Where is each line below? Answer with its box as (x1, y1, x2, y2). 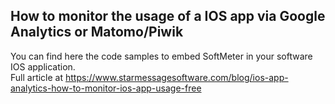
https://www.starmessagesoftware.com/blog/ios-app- (64, 71, 289, 83)
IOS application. (10, 60, 76, 73)
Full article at (10, 71, 64, 83)
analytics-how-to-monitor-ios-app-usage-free (10, 82, 202, 94)
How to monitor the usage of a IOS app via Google (10, 8, 326, 25)
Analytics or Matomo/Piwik (10, 24, 184, 41)
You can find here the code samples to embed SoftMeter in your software (10, 50, 313, 62)
